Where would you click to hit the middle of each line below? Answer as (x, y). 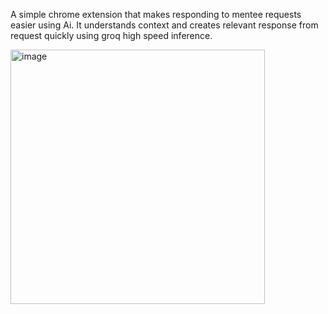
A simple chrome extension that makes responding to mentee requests (156, 14)
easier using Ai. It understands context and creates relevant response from (164, 25)
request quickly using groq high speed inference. (111, 35)
